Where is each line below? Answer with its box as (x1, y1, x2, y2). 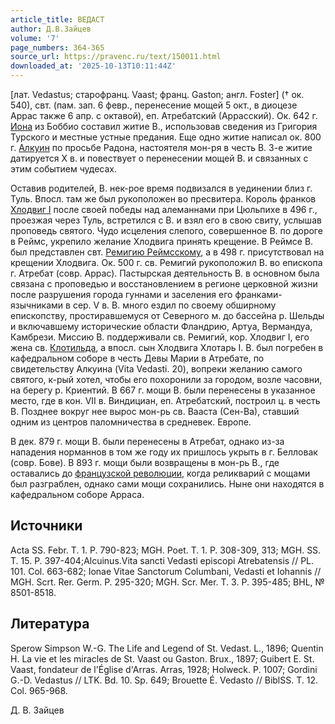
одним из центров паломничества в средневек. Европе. (10, 416, 252, 428)
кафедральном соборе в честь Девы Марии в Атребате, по (10, 352, 265, 364)
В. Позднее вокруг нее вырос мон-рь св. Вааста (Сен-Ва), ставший (10, 406, 300, 417)
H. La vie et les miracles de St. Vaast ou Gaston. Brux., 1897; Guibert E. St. (10, 652, 315, 665)
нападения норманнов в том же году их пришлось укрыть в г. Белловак (10, 446, 318, 458)
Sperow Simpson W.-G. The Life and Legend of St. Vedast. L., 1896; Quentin (10, 642, 324, 654)
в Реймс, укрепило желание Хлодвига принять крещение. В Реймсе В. (10, 236, 314, 247)
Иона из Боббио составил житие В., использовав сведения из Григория (10, 121, 318, 132)
